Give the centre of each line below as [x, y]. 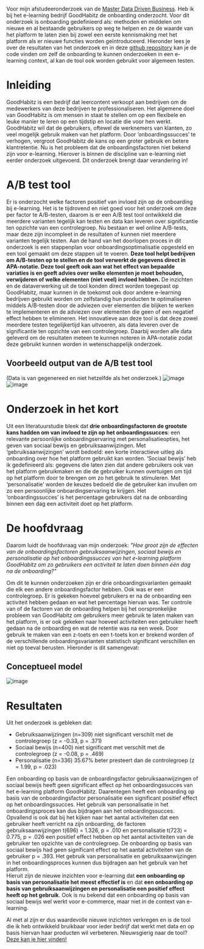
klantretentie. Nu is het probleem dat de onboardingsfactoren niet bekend [98, 147]
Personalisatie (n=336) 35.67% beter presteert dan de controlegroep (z [105, 760]
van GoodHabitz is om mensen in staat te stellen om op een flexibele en [96, 115]
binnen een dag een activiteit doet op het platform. [70, 503]
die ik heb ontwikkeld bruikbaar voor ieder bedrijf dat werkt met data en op [100, 926]
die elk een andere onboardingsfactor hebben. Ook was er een [85, 589]
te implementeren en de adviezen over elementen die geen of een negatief [100, 312]
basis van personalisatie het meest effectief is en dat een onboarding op [100, 882]
